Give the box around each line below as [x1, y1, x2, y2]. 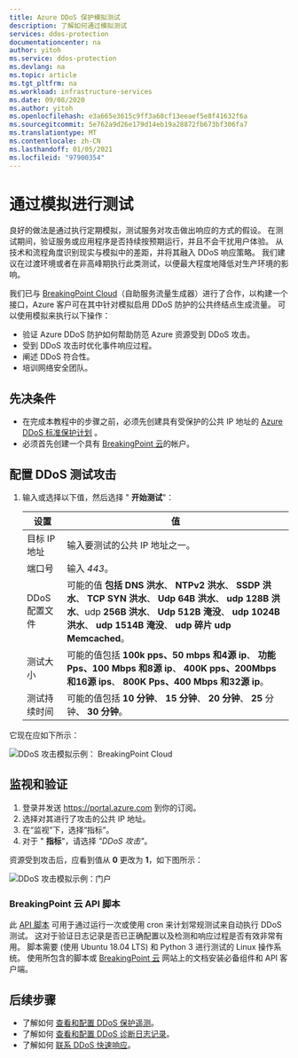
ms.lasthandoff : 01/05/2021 [9, 145, 114, 153]
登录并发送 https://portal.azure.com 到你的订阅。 [21, 802, 201, 812]
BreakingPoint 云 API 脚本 [9, 897, 122, 910]
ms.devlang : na [9, 63, 66, 72]
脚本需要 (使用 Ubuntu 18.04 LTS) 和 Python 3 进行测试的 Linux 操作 [26, 942, 274, 952]
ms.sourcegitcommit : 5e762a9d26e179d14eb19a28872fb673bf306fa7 [9, 121, 248, 129]
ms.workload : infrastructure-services [9, 87, 153, 96]
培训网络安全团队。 [21, 363, 93, 373]
